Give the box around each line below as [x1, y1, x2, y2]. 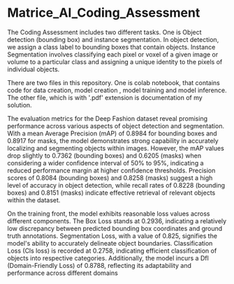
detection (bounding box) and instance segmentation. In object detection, [7, 35, 219, 43]
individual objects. [7, 65, 60, 73]
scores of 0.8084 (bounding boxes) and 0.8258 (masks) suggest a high [7, 173, 213, 182]
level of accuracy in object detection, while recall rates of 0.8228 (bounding [7, 181, 226, 189]
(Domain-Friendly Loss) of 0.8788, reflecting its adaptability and [7, 261, 192, 269]
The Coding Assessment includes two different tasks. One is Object [7, 28, 202, 36]
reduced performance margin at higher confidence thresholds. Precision [7, 166, 216, 174]
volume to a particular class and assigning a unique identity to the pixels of [7, 57, 223, 66]
